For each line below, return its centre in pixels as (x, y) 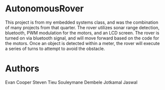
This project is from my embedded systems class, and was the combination (82, 22)
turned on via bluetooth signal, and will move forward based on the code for (82, 38)
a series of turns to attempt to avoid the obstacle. (55, 48)
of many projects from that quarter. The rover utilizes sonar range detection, (82, 27)
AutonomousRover (45, 9)
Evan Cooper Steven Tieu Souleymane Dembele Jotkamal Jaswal (71, 82)
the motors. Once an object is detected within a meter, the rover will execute (82, 43)
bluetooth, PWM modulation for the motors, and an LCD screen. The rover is (82, 33)
